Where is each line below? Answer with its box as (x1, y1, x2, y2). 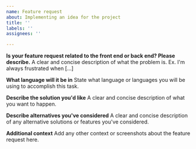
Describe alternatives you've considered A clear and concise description (6, 112, 188, 119)
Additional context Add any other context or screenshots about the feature (6, 130, 191, 137)
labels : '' (6, 25, 33, 31)
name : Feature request (6, 8, 62, 15)
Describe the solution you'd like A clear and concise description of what (6, 94, 185, 102)
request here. (6, 136, 39, 143)
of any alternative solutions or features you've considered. (6, 118, 150, 125)
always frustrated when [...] (6, 65, 74, 72)
